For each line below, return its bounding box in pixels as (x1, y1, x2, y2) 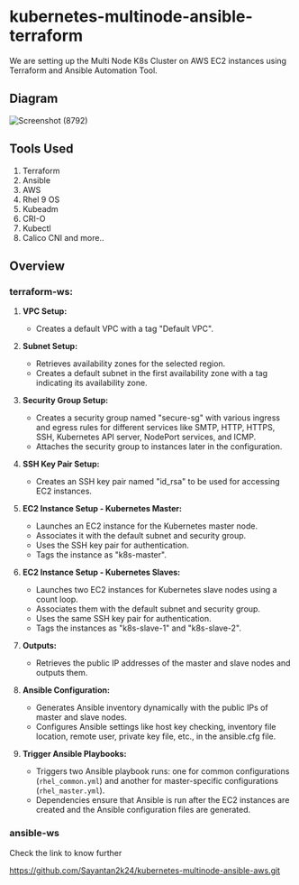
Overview (9, 258, 66, 273)
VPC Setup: (22, 306, 68, 317)
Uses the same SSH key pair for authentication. (35, 613, 212, 624)
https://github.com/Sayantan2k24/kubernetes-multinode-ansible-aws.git (9, 864, 281, 876)
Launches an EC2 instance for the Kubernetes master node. (35, 521, 258, 531)
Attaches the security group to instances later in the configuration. (35, 441, 283, 452)
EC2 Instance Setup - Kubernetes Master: (22, 503, 183, 514)
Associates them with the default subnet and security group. (35, 604, 261, 614)
